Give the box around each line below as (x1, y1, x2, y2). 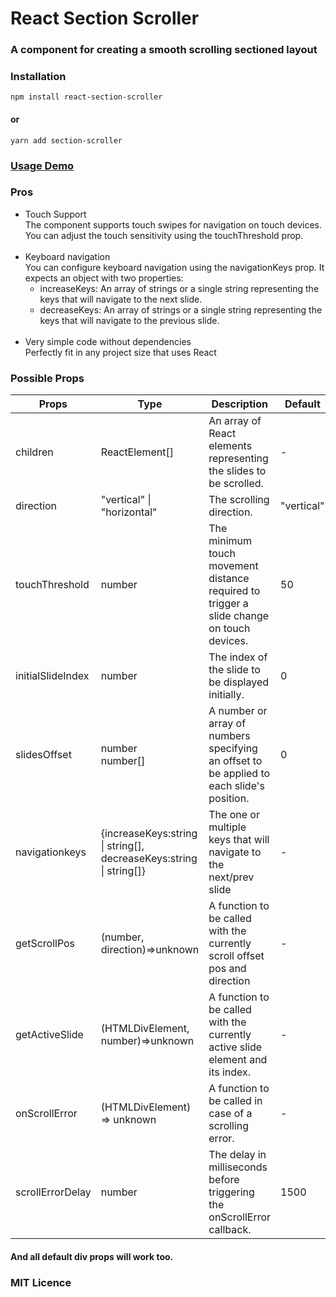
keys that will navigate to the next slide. (39, 293, 203, 305)
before (208, 1173, 240, 1187)
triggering (208, 1185, 255, 1199)
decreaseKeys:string (100, 852, 198, 866)
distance (208, 572, 250, 586)
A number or (208, 704, 268, 718)
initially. (208, 688, 245, 702)
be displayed (208, 675, 270, 689)
